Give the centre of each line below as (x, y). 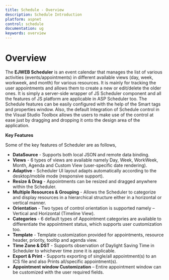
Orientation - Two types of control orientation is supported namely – (83, 208)
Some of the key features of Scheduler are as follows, (61, 145)
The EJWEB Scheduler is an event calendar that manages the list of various (84, 72)
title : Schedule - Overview (35, 10)
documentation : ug (24, 29)
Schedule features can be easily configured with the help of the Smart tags (83, 104)
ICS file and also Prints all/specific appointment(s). (65, 261)
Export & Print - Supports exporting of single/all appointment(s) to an (84, 256)
